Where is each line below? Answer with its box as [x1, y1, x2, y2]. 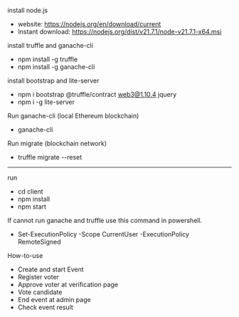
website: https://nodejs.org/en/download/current [17, 20, 161, 28]
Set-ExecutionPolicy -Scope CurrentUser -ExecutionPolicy [17, 230, 190, 238]
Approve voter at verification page [17, 281, 119, 289]
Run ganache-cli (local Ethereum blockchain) [7, 112, 139, 120]
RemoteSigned [17, 238, 61, 246]
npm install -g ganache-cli [17, 63, 95, 71]
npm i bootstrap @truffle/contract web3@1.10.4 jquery [17, 90, 177, 98]
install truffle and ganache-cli [7, 41, 94, 49]
